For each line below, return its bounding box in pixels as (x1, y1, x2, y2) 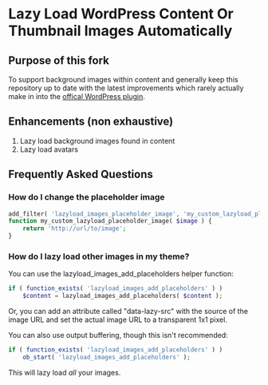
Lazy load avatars (19, 145, 78, 154)
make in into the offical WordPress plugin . (8, 92, 146, 101)
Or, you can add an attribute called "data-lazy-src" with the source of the (8, 307, 249, 316)
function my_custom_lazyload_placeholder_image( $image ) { (8, 217, 213, 225)
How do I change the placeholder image (8, 192, 165, 203)
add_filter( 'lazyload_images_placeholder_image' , (8, 209, 180, 218)
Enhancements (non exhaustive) (8, 115, 174, 129)
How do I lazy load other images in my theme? (8, 251, 190, 262)
